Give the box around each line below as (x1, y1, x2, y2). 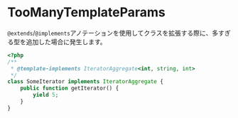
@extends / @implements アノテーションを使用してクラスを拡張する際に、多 (7, 28, 219, 37)
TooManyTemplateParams (7, 4, 166, 21)
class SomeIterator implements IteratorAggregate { (7, 78, 163, 85)
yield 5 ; (33, 92, 59, 99)
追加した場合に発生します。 (26, 37, 107, 46)
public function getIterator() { (20, 85, 119, 92)
